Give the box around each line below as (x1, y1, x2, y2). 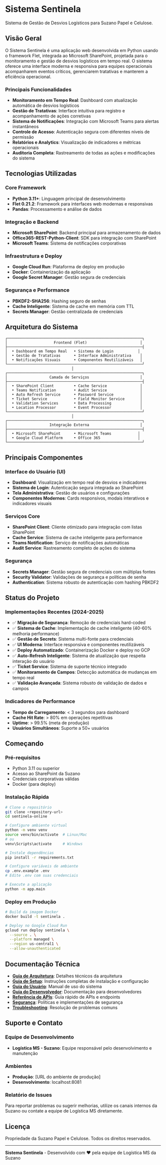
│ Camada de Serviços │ (5, 375, 142, 380)
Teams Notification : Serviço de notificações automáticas (12, 540, 129, 546)
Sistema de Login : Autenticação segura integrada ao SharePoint (12, 485, 144, 491)
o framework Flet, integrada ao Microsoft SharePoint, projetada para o (5, 52, 148, 58)
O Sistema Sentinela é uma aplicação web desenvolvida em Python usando (5, 47, 158, 53)
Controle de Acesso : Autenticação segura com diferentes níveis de (12, 129, 150, 135)
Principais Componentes (5, 453, 83, 461)
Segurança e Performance (5, 287, 70, 294)
